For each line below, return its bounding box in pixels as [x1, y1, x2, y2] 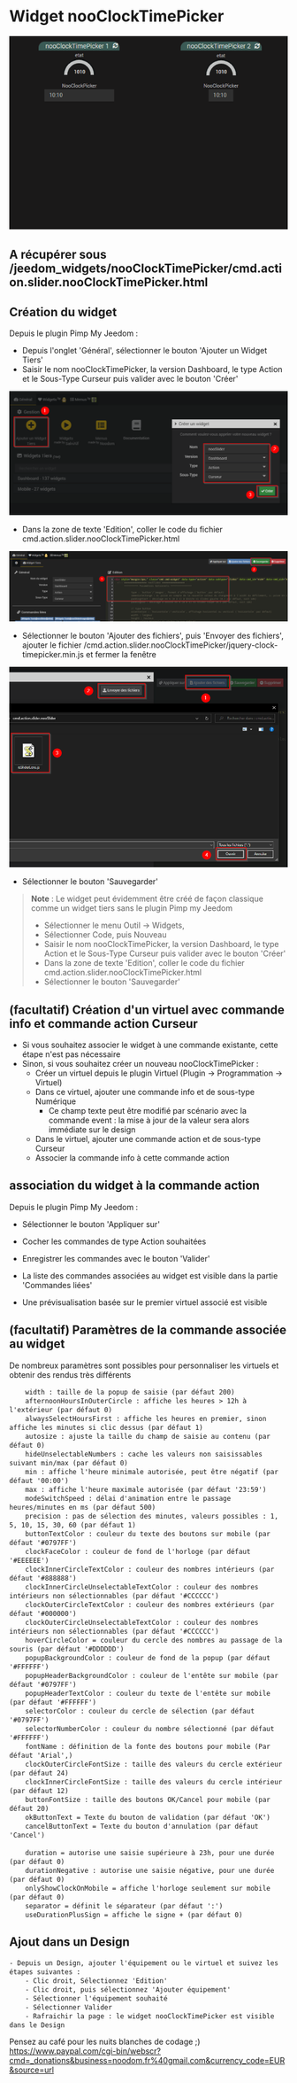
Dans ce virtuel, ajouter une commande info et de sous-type [34, 1086, 255, 1097]
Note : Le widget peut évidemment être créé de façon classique [30, 893, 263, 905]
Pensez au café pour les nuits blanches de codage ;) [9, 2036, 201, 2048]
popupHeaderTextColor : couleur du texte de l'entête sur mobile [25, 1689, 271, 1698]
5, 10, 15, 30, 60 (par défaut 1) [9, 1520, 137, 1529]
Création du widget [9, 305, 118, 320]
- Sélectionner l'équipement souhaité [25, 1994, 168, 2003]
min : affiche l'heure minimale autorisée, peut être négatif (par [25, 1467, 278, 1476]
